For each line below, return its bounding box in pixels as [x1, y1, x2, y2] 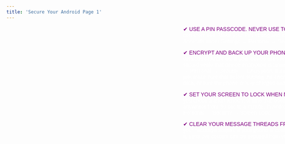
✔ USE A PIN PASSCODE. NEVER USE [183, 26, 280, 32]
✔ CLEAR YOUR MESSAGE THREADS [183, 120, 279, 128]
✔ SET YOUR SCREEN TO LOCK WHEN [183, 91, 283, 98]
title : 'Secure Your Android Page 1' [6, 9, 102, 15]
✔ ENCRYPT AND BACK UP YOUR [183, 49, 269, 56]
